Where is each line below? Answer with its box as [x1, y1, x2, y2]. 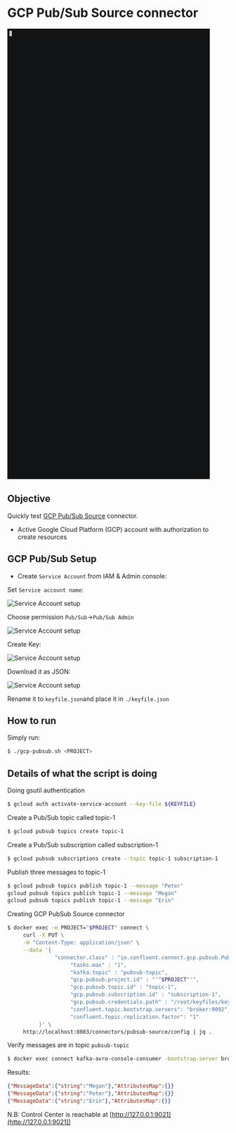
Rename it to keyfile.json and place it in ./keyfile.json [7, 695, 170, 703]
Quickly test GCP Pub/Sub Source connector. [7, 512, 138, 520]
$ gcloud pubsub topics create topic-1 [7, 828, 124, 835]
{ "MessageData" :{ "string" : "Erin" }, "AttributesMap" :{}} [7, 1098, 171, 1105]
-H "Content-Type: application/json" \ [22, 939, 140, 947]
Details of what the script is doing [7, 767, 157, 779]
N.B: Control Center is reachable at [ [7, 1110, 112, 1118]
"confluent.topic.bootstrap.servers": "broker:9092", [70, 1006, 231, 1013]
